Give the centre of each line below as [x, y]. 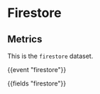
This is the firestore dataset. [50, 56]
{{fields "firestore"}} [37, 83]
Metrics [25, 39]
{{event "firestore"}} [37, 70]
